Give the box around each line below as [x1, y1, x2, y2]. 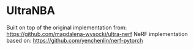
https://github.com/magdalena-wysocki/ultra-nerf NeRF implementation [6, 30, 188, 37]
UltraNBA [6, 4, 55, 18]
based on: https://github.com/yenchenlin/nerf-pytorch [6, 37, 143, 44]
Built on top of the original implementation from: [6, 24, 127, 31]
